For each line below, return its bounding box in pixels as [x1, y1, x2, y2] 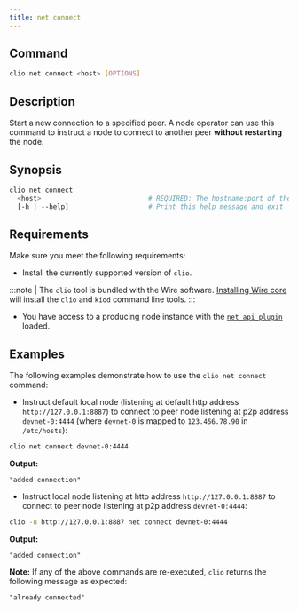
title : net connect [9, 12, 82, 22]
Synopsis [9, 162, 62, 178]
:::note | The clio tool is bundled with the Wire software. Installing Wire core [9, 285, 287, 296]
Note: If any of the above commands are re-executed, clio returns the [9, 566, 267, 577]
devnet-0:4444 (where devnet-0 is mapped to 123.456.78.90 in [21, 416, 248, 426]
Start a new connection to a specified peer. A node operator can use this [9, 117, 275, 129]
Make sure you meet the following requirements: [9, 250, 186, 261]
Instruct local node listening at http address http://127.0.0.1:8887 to [21, 491, 276, 502]
